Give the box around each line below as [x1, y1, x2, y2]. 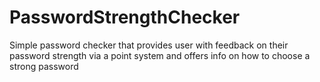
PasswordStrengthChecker [9, 6, 241, 29]
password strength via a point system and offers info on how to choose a [9, 49, 311, 61]
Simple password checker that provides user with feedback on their [9, 39, 289, 51]
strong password [9, 60, 79, 72]
